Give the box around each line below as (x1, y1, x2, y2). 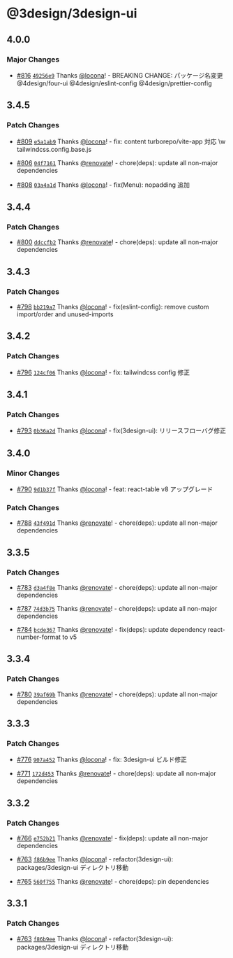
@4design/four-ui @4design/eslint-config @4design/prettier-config (16, 79, 212, 87)
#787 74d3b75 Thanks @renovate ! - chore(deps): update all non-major (16, 604, 218, 612)
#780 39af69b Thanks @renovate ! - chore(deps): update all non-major (16, 690, 218, 698)
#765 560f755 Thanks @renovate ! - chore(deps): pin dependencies (16, 878, 210, 886)
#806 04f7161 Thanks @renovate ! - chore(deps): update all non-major (16, 158, 218, 167)
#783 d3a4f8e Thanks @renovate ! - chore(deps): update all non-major (16, 583, 218, 591)
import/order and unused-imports (16, 310, 114, 318)
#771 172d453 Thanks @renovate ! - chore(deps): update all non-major (16, 769, 217, 778)
